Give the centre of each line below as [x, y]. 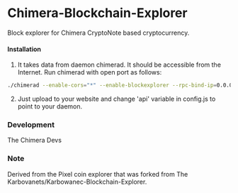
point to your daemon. [50, 106]
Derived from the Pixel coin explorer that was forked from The [98, 174]
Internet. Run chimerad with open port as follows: [90, 72]
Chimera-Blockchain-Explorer [97, 13]
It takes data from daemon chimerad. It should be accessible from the [119, 65]
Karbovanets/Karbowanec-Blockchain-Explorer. [77, 182]
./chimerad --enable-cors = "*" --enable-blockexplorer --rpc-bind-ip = [112, 86]
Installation [24, 49]
